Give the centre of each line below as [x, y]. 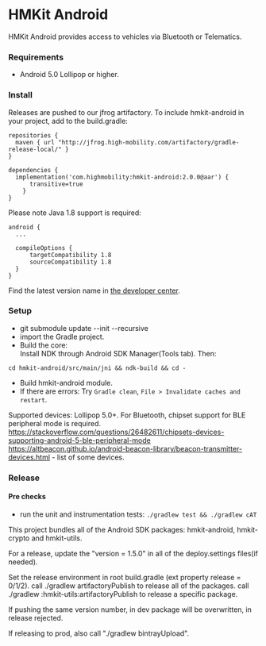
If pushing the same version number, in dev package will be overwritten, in [130, 609]
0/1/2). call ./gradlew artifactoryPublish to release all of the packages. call [129, 586]
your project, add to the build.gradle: [68, 121]
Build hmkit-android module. [66, 383]
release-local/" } [39, 149]
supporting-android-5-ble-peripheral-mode [79, 440]
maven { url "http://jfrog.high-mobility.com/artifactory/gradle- [127, 142]
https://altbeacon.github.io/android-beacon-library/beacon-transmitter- [125, 448]
